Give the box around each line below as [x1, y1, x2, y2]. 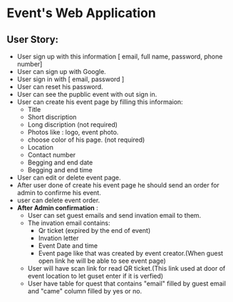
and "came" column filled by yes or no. [27, 287, 143, 295]
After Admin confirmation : [16, 204, 98, 212]
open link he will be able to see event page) [38, 256, 167, 265]
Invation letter [38, 234, 79, 242]
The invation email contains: [27, 219, 110, 227]
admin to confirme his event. [16, 189, 101, 197]
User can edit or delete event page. [16, 173, 122, 182]
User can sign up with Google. [16, 68, 106, 75]
